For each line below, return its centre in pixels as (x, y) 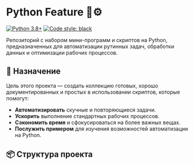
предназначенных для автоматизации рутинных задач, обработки (90, 46)
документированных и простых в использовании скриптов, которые (93, 92)
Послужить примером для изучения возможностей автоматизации (101, 128)
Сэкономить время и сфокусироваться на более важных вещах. (98, 122)
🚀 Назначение (34, 72)
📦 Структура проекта (50, 155)
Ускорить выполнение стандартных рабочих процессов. (87, 116)
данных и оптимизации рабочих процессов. (62, 52)
